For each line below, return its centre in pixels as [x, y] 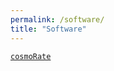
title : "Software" [48, 29]
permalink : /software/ [57, 19]
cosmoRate [31, 56]
